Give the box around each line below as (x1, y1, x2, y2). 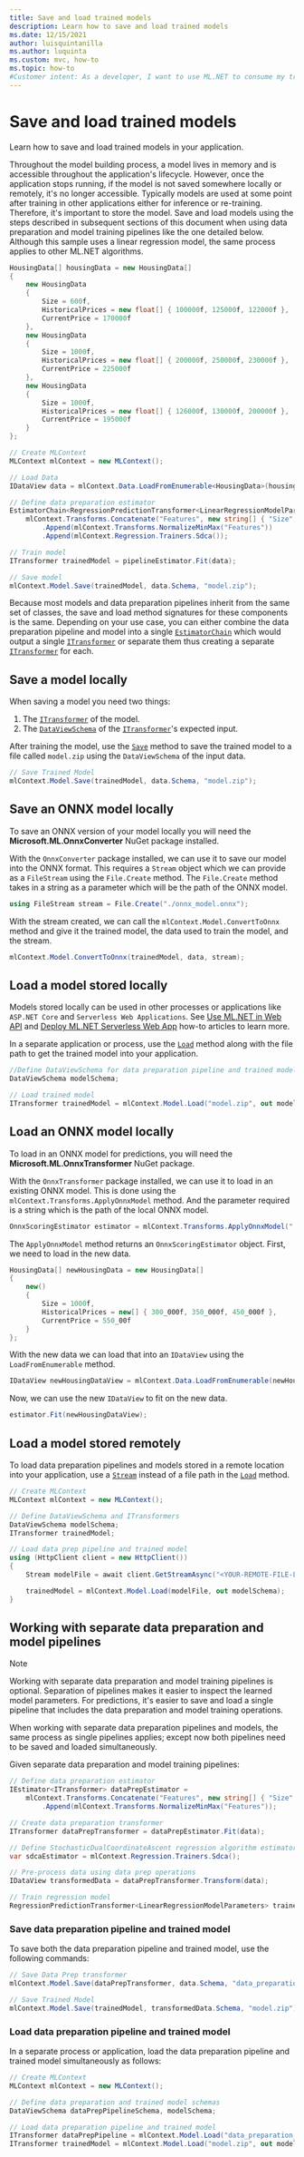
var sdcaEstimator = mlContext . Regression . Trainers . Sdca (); (9, 1851, 242, 1860)
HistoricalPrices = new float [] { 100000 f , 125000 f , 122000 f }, (42, 306, 290, 315)
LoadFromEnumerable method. (9, 1359, 116, 1370)
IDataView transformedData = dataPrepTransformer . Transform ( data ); (9, 1877, 270, 1886)
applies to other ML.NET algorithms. (9, 246, 144, 257)
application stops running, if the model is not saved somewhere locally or (9, 178, 282, 189)
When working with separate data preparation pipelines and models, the (9, 1723, 279, 1733)
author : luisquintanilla (9, 38, 103, 48)
